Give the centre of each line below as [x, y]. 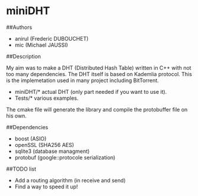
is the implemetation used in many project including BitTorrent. [82, 80]
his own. [16, 116]
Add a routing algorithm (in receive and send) [70, 180]
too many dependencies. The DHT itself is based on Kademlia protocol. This [99, 74]
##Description [24, 56]
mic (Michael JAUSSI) [41, 45]
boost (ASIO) [31, 138]
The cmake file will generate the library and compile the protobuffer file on [97, 109]
